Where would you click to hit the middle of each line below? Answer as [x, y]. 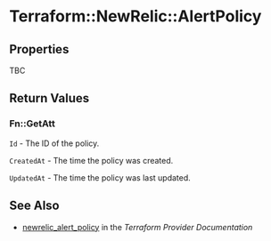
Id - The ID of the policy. [54, 143]
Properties [39, 49]
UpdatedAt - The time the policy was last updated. [100, 177]
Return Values [49, 98]
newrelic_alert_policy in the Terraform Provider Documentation [137, 227]
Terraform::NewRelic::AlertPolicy [135, 16]
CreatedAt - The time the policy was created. [91, 160]
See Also [34, 206]
